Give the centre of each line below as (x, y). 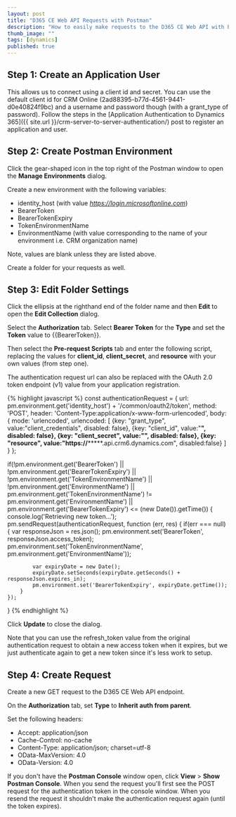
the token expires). (34, 806)
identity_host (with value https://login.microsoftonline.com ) (103, 203)
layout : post (26, 14)
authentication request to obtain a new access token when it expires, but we (118, 645)
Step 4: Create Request (59, 675)
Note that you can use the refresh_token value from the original (99, 638)
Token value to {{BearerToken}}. (54, 335)
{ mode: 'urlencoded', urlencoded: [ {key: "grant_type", (87, 421)
